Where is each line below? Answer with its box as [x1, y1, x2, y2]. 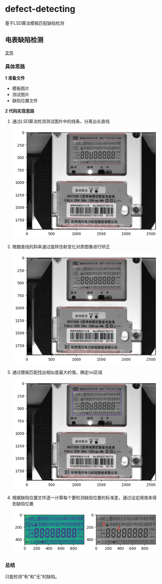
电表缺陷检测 [5, 36, 44, 44]
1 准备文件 [5, 75, 25, 81]
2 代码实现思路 [5, 108, 35, 114]
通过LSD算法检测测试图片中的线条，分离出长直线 [12, 119, 110, 124]
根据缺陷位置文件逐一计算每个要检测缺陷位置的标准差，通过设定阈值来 [12, 495, 153, 501]
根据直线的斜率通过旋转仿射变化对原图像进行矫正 [12, 244, 110, 250]
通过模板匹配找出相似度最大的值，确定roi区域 [12, 369, 103, 375]
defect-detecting [5, 3, 76, 15]
